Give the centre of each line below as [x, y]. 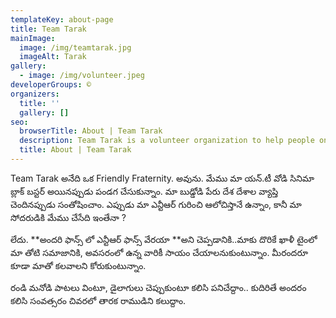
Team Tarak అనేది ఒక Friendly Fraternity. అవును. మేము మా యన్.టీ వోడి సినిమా [162, 178]
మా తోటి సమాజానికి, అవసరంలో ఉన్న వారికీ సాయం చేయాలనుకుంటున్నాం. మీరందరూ [159, 252]
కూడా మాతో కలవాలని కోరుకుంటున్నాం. [78, 265]
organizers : [35, 94]
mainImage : [33, 38]
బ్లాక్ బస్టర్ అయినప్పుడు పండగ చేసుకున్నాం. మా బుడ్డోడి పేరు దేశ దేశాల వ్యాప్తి [144, 191]
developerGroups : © [51, 85]
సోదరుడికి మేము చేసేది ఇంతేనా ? [68, 217]
